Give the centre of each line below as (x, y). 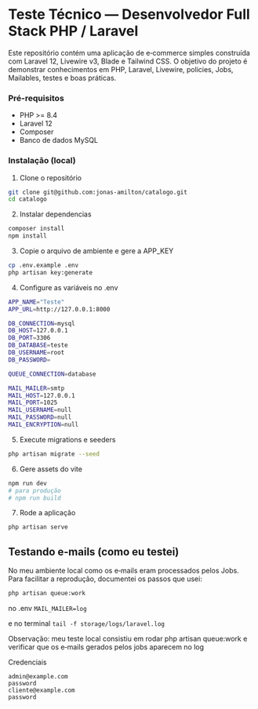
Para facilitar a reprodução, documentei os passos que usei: (105, 579)
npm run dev (27, 483)
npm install (27, 236)
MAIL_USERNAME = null (40, 410)
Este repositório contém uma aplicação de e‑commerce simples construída (129, 53)
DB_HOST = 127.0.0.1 (38, 331)
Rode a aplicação (47, 513)
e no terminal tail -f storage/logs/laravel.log (87, 623)
